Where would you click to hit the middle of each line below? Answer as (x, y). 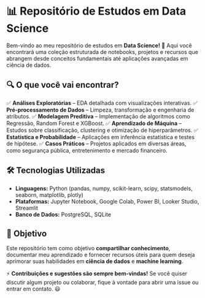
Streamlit (27, 208)
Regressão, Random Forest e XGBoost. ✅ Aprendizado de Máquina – (94, 123)
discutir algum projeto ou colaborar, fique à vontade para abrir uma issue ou (102, 283)
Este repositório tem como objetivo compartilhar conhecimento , (88, 248)
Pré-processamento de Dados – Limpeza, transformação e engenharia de (100, 110)
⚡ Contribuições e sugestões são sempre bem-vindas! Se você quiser (97, 273)
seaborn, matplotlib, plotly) (49, 195)
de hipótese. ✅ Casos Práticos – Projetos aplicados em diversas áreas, (96, 143)
